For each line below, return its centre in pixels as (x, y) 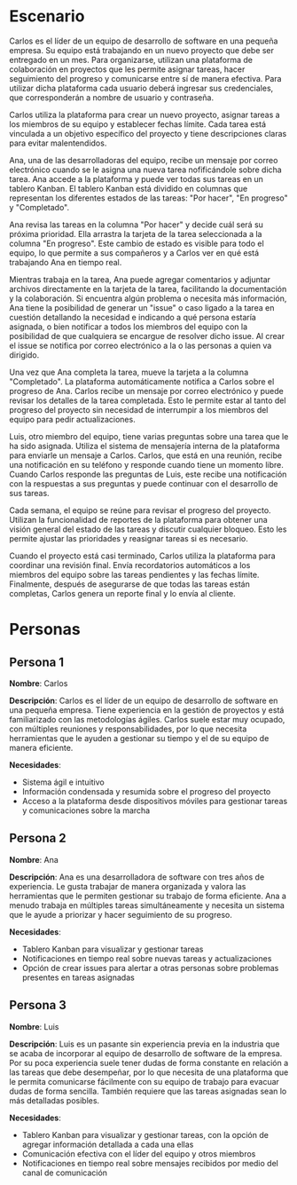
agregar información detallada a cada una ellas (108, 1144)
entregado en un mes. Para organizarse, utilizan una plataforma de (131, 59)
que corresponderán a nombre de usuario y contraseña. (112, 97)
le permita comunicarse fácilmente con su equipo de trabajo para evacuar (144, 1081)
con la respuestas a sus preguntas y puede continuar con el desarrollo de (144, 483)
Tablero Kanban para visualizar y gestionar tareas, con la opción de (145, 1134)
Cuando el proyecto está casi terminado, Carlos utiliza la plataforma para (143, 556)
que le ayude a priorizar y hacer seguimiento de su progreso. (121, 914)
